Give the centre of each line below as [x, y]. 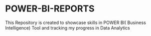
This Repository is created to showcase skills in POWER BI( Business [75, 22]
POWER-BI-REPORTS [50, 9]
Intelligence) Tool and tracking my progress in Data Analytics [68, 27]
